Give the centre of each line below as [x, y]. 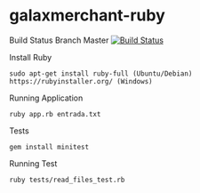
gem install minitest [49, 147]
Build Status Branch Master [59, 40]
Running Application [46, 98]
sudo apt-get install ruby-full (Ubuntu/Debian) [101, 73]
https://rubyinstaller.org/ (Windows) [81, 81]
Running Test [33, 163]
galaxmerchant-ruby [88, 16]
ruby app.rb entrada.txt [55, 114]
